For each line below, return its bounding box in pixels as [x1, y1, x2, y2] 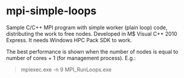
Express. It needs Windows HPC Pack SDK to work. [6, 36, 132, 43]
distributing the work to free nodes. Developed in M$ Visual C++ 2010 [6, 30, 177, 37]
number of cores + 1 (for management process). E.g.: [6, 54, 136, 61]
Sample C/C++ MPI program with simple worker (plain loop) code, [6, 24, 168, 31]
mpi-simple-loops [6, 4, 97, 18]
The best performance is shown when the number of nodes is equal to [6, 48, 179, 55]
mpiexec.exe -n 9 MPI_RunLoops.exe [20, 65, 112, 73]
